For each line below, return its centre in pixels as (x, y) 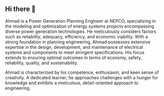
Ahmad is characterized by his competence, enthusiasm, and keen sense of (82, 72)
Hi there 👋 (20, 9)
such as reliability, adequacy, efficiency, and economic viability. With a (77, 36)
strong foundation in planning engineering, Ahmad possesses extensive (78, 42)
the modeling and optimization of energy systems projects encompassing (80, 26)
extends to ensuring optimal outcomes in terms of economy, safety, (74, 58)
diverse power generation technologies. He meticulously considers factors (81, 31)
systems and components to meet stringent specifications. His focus (75, 52)
